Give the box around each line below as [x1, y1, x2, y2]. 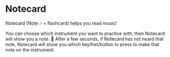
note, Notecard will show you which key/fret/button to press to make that [5, 41, 160, 47]
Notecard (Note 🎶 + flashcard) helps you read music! [5, 20, 117, 26]
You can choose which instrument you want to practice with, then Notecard [5, 30, 165, 36]
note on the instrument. [5, 47, 55, 53]
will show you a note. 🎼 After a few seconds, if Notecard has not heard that [5, 35, 164, 42]
